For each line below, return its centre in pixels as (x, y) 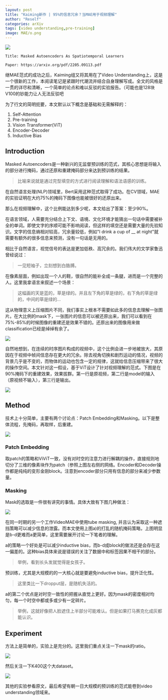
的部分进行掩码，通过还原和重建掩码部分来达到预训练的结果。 (69, 170)
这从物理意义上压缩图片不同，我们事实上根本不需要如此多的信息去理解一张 (82, 310)
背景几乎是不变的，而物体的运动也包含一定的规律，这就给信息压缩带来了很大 (84, 361)
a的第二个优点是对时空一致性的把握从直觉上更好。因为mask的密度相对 (78, 594)
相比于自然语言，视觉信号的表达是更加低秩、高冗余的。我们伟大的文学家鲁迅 (84, 248)
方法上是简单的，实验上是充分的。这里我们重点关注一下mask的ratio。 (77, 646)
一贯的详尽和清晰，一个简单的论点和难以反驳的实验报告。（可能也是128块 (80, 87)
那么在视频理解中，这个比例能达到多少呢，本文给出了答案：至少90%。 (78, 208)
